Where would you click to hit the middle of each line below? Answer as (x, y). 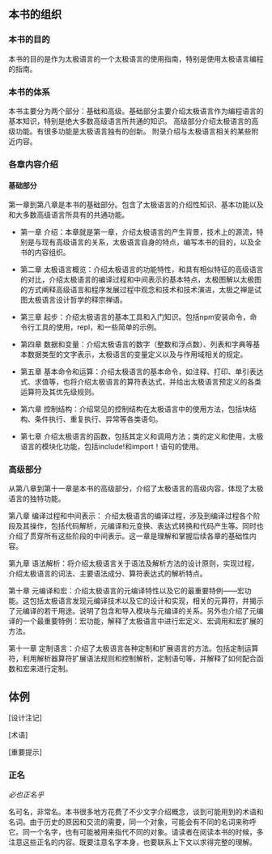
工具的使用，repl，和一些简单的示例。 (98, 327)
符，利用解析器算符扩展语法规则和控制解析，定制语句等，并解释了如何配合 (132, 659)
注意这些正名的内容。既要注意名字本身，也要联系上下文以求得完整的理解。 (132, 842)
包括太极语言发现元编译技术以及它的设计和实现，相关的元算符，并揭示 (147, 601)
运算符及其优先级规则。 (59, 392)
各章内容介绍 (34, 164)
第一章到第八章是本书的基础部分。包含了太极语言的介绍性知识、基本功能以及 (136, 205)
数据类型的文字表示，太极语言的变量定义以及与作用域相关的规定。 (137, 355)
